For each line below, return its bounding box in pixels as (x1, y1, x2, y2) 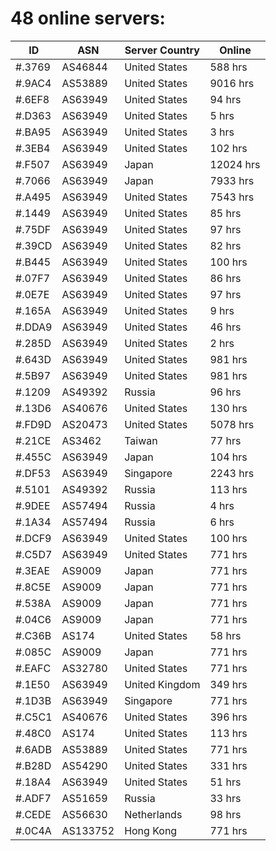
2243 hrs (209, 466, 255, 480)
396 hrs (209, 710, 248, 724)
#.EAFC (15, 661, 52, 675)
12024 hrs (209, 157, 261, 171)
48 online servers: (10, 7, 166, 30)
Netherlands (124, 807, 183, 821)
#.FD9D (15, 417, 52, 431)
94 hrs (209, 92, 242, 106)
